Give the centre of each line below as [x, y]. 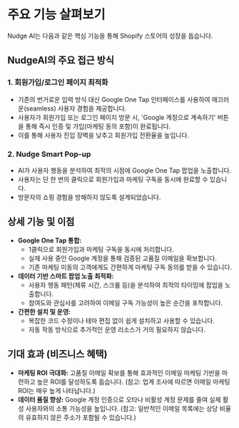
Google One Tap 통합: [50, 240]
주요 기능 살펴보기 [56, 15]
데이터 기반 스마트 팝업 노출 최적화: [66, 276]
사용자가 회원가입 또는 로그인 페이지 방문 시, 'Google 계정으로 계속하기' [117, 117]
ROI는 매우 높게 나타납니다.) [57, 390]
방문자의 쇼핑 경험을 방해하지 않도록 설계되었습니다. [89, 197]
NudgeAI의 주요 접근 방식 [61, 60]
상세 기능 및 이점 [41, 222]
